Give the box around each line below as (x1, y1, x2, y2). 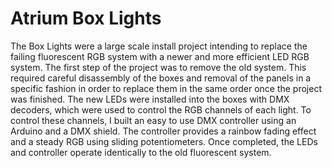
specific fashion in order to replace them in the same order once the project (10, 82, 323, 94)
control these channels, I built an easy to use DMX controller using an (10, 114, 297, 126)
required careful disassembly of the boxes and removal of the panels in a (10, 72, 312, 84)
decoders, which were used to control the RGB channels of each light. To (10, 103, 312, 116)
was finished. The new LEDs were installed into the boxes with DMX (10, 93, 290, 105)
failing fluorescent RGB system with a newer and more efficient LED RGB (10, 50, 310, 62)
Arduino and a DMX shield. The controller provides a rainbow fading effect (10, 125, 317, 137)
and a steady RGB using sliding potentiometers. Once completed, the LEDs (10, 135, 318, 147)
